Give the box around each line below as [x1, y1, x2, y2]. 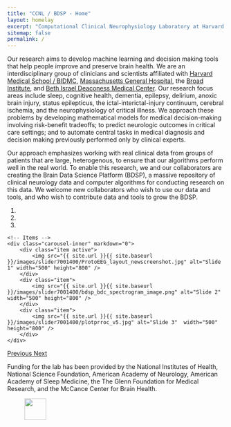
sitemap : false [7, 29, 51, 37]
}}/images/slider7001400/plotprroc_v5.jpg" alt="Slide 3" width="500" [7, 319, 218, 326]
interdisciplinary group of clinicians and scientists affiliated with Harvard [7, 70, 213, 78]
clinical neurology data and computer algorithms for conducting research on [7, 178, 225, 187]
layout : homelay [7, 17, 54, 23]
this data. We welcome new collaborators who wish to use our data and [7, 186, 211, 194]
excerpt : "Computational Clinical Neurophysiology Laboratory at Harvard [7, 23, 225, 30]
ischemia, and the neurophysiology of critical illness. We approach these [7, 106, 214, 115]
